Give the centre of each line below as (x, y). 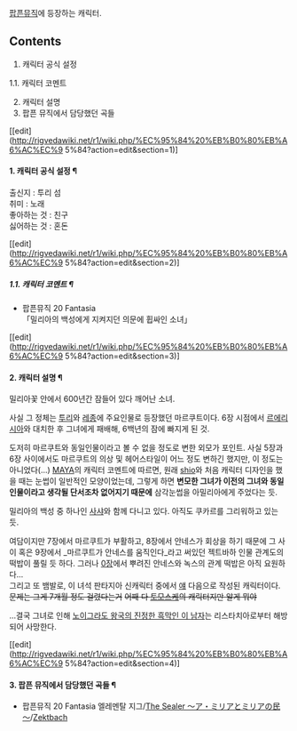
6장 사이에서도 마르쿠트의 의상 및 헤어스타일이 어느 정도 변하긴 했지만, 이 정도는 (146, 459)
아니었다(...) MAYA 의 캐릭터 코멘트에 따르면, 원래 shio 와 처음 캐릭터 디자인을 (141, 470)
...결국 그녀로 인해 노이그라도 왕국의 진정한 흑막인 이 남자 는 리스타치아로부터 (141, 615)
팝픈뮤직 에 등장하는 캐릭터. (55, 13)
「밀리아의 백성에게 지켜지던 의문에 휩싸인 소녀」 (107, 319)
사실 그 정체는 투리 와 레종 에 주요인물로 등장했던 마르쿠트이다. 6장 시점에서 (137, 418)
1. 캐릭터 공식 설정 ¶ (43, 171)
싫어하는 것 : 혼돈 (39, 226)
